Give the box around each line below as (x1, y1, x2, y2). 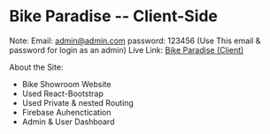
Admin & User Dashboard (21, 116, 115, 127)
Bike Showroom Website (21, 78, 112, 89)
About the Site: (9, 62, 64, 72)
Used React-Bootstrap (21, 88, 104, 99)
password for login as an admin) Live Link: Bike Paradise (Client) (9, 44, 244, 55)
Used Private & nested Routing (21, 97, 135, 108)
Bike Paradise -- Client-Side (9, 6, 219, 26)
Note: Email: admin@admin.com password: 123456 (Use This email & (9, 35, 261, 46)
